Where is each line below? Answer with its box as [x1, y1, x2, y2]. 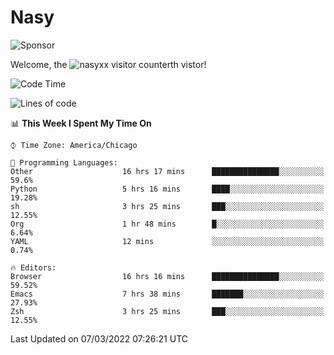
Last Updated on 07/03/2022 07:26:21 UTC [10, 332, 188, 345]
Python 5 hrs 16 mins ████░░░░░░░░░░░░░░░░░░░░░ [10, 184, 325, 194]
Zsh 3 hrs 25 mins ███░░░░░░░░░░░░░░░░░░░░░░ [10, 306, 325, 316]
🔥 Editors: [10, 262, 57, 273]
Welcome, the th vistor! [10, 58, 207, 70]
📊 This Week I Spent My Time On [10, 117, 152, 129]
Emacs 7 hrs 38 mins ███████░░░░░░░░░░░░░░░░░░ [10, 289, 325, 299]
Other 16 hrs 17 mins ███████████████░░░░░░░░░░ [10, 166, 325, 176]
